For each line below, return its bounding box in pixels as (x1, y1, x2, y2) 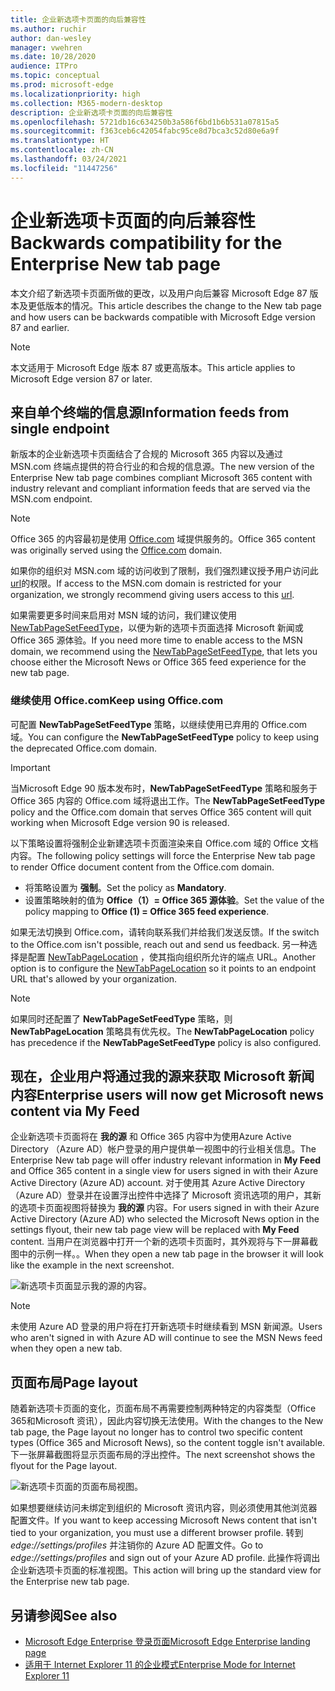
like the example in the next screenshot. (10, 1259, 175, 1271)
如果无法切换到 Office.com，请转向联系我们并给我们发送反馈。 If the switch (10, 926, 320, 938)
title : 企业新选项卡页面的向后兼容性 (10, 14, 147, 25)
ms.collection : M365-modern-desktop (10, 98, 163, 108)
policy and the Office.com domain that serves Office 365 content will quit (10, 806, 312, 818)
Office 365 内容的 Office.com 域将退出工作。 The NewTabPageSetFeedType (10, 794, 326, 806)
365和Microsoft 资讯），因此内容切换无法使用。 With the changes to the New (10, 1415, 324, 1427)
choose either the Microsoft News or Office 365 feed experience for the (10, 656, 307, 668)
